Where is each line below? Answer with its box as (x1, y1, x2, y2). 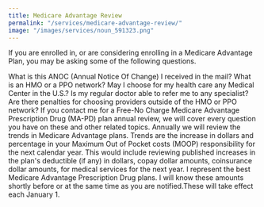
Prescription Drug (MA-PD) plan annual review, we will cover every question (8, 114, 256, 124)
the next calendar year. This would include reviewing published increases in (8, 148, 256, 157)
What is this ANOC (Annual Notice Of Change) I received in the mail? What (8, 72, 251, 82)
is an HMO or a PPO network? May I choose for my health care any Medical (8, 80, 254, 90)
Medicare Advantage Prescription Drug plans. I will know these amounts (8, 173, 244, 182)
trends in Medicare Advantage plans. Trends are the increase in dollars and (8, 131, 254, 140)
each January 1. (8, 190, 60, 199)
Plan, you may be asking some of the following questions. (8, 56, 197, 66)
